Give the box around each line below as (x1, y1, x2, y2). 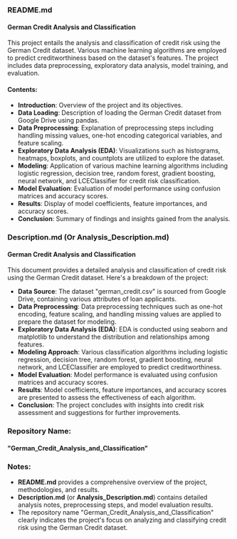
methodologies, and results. (17, 486, 100, 494)
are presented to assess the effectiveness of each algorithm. (17, 394, 196, 402)
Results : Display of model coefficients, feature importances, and (17, 200, 208, 208)
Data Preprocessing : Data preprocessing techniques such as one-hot (17, 302, 223, 311)
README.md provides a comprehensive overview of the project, (17, 478, 208, 486)
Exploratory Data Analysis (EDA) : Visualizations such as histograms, (17, 146, 221, 155)
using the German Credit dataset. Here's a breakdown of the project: (7, 273, 209, 282)
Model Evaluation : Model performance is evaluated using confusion (17, 371, 218, 379)
